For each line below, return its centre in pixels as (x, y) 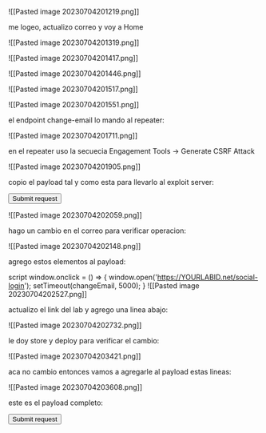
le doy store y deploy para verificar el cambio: (84, 341)
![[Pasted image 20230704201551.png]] (74, 104)
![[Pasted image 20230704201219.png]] (74, 12)
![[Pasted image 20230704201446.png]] (75, 74)
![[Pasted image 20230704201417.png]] (73, 58)
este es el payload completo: (56, 403)
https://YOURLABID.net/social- (207, 277)
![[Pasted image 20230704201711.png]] (73, 136)
